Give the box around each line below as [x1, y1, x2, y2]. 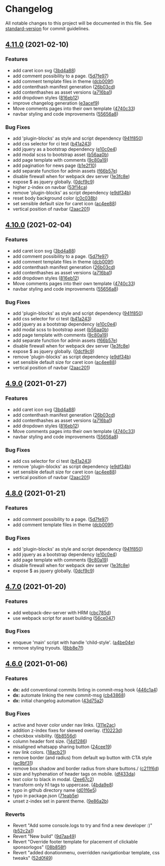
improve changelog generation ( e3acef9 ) [12, 100, 100, 106]
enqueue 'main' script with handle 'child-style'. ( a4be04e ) [12, 639, 135, 645]
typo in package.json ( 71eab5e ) [12, 792, 79, 798]
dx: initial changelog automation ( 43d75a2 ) [12, 697, 104, 704]
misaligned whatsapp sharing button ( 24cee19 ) [12, 743, 112, 750]
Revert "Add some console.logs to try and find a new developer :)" [12, 822, 152, 829]
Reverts [5, 811, 26, 818]
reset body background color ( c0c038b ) [12, 195, 98, 201]
